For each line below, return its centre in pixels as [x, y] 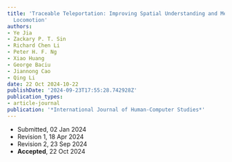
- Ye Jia [20, 33]
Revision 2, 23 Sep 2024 [52, 144]
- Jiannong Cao [29, 71]
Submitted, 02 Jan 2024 [52, 129]
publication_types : [35, 97]
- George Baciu [29, 65]
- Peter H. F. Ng [32, 52]
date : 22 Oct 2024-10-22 [43, 84]
